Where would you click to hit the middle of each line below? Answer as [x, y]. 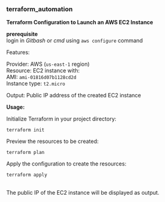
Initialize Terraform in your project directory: [61, 119]
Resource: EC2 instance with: [43, 71]
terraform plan [25, 153]
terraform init [25, 130]
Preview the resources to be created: [52, 141]
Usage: [16, 107]
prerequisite [22, 34]
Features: [18, 52]
